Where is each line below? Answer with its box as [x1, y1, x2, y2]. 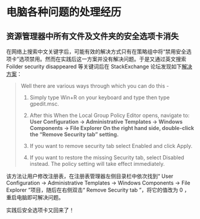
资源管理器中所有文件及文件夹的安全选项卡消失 [6, 31, 179, 41]
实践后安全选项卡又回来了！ [6, 206, 75, 214]
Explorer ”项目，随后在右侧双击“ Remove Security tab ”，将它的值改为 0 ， [6, 186, 190, 193]
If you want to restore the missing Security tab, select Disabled [29, 154, 184, 161]
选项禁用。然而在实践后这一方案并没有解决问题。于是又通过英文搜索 [19, 55, 187, 63]
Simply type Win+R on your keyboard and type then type [29, 94, 170, 101]
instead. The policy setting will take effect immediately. [29, 161, 165, 167]
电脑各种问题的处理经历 [6, 5, 122, 19]
